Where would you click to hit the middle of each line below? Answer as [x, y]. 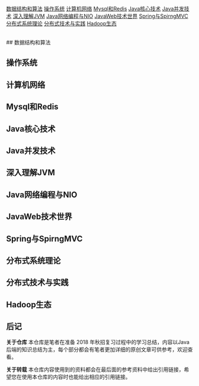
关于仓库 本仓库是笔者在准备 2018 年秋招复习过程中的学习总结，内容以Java [98, 342]
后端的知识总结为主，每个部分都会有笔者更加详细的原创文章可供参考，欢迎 [97, 349]
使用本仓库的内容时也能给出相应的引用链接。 [76, 377]
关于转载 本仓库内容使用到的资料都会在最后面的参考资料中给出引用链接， [95, 369]
